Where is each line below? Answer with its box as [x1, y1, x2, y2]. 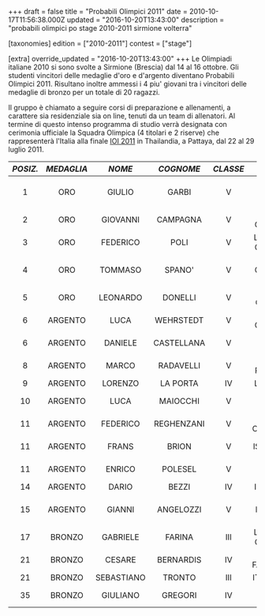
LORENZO [102, 378, 140, 389]
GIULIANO [101, 590, 140, 600]
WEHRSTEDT [155, 315, 204, 326]
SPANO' [164, 264, 195, 275]
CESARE [105, 554, 136, 565]
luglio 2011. [8, 145, 45, 154]
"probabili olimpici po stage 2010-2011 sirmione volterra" [8, 24, 192, 32]
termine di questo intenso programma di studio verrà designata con [8, 120, 227, 129]
